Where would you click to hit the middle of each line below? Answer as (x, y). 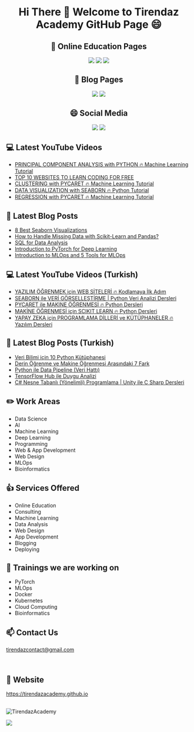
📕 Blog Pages (99, 80)
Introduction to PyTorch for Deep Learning (66, 249)
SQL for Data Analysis (41, 243)
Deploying (27, 549)
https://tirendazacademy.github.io (47, 694)
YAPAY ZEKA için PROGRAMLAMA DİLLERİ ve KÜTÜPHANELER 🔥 (94, 318)
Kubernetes (29, 600)
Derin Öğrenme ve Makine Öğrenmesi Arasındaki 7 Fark (82, 363)
